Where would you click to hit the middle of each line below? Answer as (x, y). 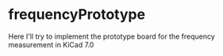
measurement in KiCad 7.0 (51, 44)
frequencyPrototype (77, 15)
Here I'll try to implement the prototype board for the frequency (112, 36)
